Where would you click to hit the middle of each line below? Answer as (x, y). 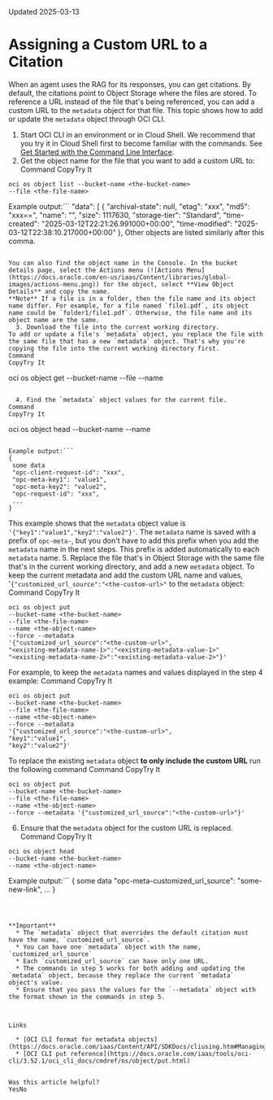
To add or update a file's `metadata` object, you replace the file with (136, 334)
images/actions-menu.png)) (54, 284)
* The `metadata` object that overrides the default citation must (132, 932)
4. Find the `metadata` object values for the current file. (121, 399)
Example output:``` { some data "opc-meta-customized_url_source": (122, 880)
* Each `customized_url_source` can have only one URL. (112, 961)
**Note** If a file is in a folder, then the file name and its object (132, 299)
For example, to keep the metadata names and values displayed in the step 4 (136, 672)
